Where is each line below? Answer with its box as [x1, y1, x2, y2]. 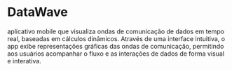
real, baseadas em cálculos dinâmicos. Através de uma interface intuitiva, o [7, 34, 226, 42]
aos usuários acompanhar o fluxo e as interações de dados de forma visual [7, 49, 224, 58]
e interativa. [7, 56, 42, 65]
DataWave [7, 4, 68, 20]
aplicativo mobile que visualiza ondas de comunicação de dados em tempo [7, 27, 224, 35]
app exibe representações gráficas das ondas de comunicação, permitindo [7, 42, 224, 50]
